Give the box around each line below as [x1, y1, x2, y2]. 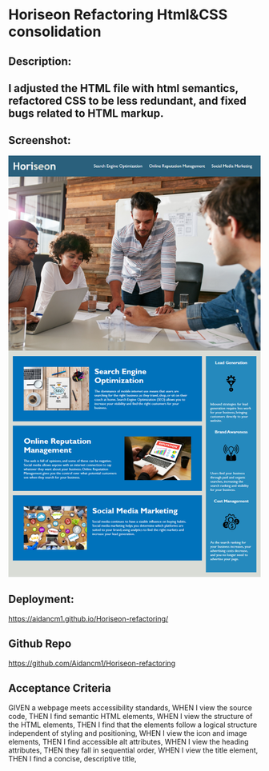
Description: [8, 54, 72, 68]
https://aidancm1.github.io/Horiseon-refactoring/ [8, 613, 169, 623]
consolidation [8, 22, 102, 41]
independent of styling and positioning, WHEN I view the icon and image [8, 728, 247, 737]
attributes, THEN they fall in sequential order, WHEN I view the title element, [8, 745, 259, 755]
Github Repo [8, 637, 72, 651]
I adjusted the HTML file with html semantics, [8, 82, 239, 95]
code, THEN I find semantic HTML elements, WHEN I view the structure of [8, 711, 253, 721]
